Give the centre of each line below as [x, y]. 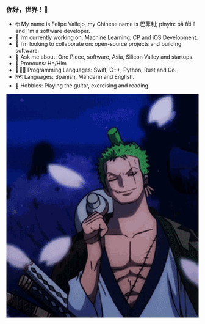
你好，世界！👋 [27, 9]
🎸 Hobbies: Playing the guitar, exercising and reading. [82, 86]
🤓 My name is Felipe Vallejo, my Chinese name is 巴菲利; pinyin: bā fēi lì [105, 24]
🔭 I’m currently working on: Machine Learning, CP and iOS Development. [106, 37]
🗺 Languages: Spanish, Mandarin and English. [75, 77]
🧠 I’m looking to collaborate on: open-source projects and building [98, 44]
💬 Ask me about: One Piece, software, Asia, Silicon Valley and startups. [104, 57]
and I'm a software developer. [52, 31]
